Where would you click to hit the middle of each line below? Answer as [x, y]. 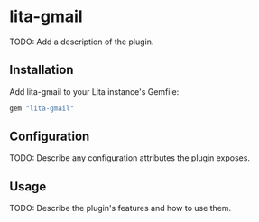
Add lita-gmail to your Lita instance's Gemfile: [94, 91]
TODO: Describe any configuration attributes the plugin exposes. [130, 158]
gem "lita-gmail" [42, 108]
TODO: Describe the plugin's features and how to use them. [120, 208]
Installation [42, 70]
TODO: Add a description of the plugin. [82, 42]
